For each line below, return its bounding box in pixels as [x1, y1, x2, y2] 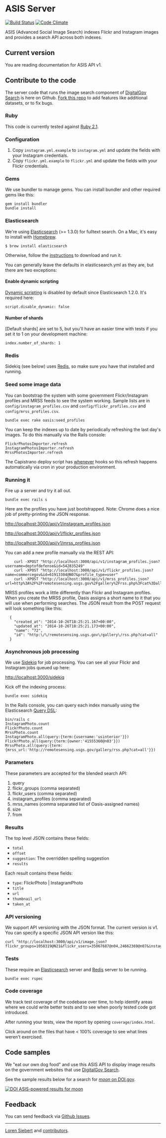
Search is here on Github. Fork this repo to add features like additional [5, 95, 148, 101]
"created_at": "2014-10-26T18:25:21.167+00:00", [14, 620, 116, 625]
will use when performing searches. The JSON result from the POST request [5, 600, 161, 606]
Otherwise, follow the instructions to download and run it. [5, 252, 122, 258]
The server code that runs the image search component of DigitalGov [5, 89, 147, 95]
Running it [5, 476, 31, 483]
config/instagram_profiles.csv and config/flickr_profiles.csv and [5, 403, 146, 409]
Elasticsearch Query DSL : [5, 707, 57, 713]
